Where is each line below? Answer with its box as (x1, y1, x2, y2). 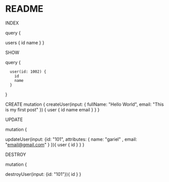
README (5, 3, 44, 15)
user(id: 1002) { (10, 69, 47, 74)
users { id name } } (5, 39, 45, 46)
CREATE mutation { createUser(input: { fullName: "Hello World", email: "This (5, 101, 164, 107)
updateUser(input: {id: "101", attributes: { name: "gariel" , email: (5, 136, 138, 142)
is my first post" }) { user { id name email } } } (5, 106, 100, 112)
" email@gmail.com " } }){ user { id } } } (5, 141, 85, 147)
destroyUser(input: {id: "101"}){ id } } (5, 171, 82, 177)
